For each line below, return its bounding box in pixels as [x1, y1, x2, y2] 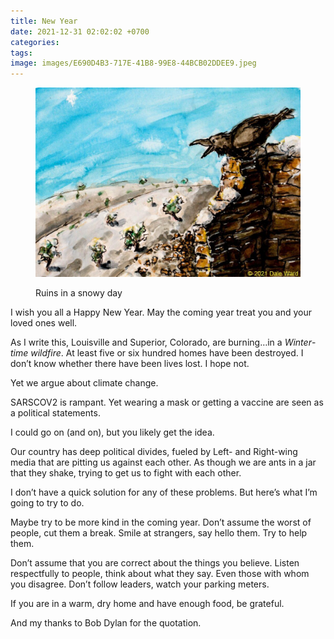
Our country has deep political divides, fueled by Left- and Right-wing [10, 445, 298, 457]
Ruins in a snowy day [35, 286, 123, 299]
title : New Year [10, 16, 78, 26]
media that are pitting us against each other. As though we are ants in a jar [10, 456, 317, 468]
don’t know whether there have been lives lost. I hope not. [10, 357, 250, 369]
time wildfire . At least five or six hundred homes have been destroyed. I [10, 346, 304, 359]
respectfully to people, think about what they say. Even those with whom [10, 567, 310, 579]
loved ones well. [10, 316, 78, 329]
